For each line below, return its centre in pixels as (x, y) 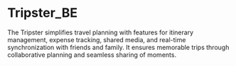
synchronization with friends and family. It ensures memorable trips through (118, 47)
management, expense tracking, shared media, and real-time (97, 39)
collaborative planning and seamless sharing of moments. (92, 55)
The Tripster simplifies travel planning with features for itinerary (101, 32)
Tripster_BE (43, 13)
